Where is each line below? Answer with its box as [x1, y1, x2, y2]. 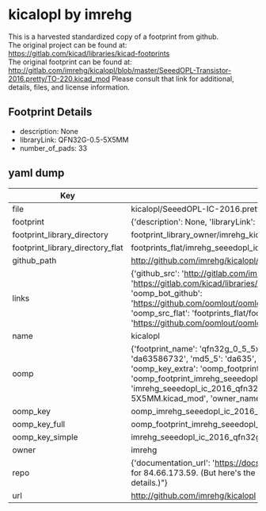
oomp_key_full [12, 418, 66, 429]
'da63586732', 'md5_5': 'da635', [130, 353, 257, 364]
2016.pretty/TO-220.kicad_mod [8, 74, 111, 83]
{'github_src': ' [130, 267, 184, 279]
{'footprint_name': [130, 343, 198, 354]
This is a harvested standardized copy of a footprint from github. [8, 32, 219, 41]
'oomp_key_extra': [130, 363, 199, 374]
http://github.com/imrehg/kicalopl [130, 490, 256, 501]
